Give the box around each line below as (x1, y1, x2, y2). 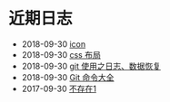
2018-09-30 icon (21, 38, 86, 50)
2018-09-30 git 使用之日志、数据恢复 (21, 60, 161, 71)
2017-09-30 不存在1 (21, 83, 97, 94)
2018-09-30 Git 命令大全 (21, 71, 115, 82)
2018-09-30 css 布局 (21, 49, 101, 60)
